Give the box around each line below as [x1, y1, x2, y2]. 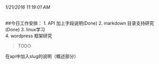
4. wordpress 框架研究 [5, 33, 52, 39]
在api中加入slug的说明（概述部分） [5, 53, 79, 59]
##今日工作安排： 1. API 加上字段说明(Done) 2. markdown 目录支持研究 [5, 20, 154, 26]
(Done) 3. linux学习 [5, 27, 45, 33]
